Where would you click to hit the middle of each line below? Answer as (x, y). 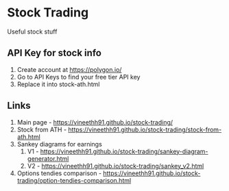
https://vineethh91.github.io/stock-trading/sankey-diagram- (124, 151)
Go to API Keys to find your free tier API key (79, 77)
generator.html (48, 158)
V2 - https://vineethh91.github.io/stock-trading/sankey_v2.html (116, 166)
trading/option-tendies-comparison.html (74, 180)
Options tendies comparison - (59, 173)
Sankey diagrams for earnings (60, 144)
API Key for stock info (54, 53)
